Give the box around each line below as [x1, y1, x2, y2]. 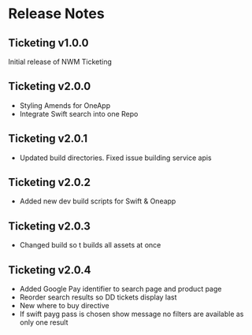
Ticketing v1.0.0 [8, 36, 89, 50]
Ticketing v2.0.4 [8, 263, 91, 277]
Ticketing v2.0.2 [8, 176, 91, 189]
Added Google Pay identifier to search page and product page [19, 285, 222, 294]
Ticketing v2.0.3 [8, 219, 91, 233]
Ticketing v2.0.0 [8, 80, 91, 93]
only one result [19, 318, 69, 327]
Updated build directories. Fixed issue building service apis [19, 153, 213, 162]
